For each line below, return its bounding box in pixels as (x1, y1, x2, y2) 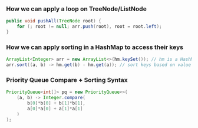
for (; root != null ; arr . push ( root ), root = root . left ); (16, 24, 162, 29)
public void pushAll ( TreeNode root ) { (6, 18, 101, 24)
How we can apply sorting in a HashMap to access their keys (6, 43, 184, 51)
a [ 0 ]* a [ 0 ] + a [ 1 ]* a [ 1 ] (27, 106, 83, 111)
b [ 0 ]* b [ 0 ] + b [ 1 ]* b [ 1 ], (27, 100, 85, 106)
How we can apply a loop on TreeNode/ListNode (6, 5, 147, 13)
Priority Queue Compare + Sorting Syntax (6, 76, 128, 84)
